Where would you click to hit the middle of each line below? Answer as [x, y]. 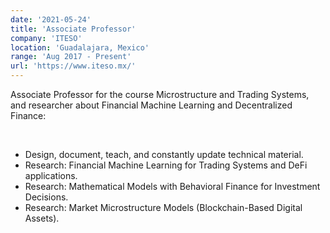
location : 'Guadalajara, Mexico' [80, 47]
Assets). [42, 218]
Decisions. [46, 197]
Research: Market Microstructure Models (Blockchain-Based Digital [163, 207]
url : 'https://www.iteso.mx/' [73, 66]
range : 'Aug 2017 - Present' [71, 57]
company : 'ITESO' [46, 38]
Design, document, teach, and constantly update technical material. [164, 154]
